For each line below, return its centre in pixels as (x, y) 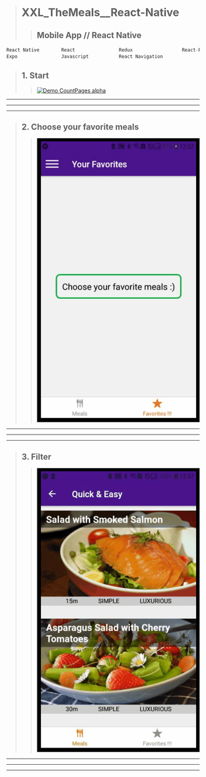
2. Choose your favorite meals (80, 127)
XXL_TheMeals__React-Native (100, 13)
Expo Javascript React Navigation (85, 56)
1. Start (35, 76)
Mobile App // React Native (89, 35)
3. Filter (36, 457)
